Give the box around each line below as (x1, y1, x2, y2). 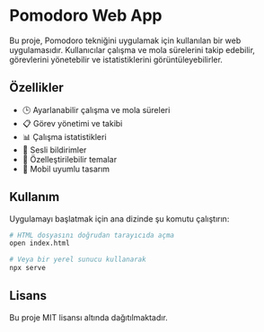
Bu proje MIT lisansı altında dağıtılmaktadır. (9, 311, 168, 323)
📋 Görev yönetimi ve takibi (22, 118, 123, 128)
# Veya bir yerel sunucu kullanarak (9, 255, 146, 265)
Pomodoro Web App (9, 5, 163, 26)
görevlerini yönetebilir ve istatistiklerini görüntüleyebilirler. (9, 54, 223, 65)
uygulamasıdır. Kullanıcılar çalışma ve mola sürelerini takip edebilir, (9, 44, 256, 55)
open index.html (9, 239, 70, 248)
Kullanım (9, 189, 60, 205)
